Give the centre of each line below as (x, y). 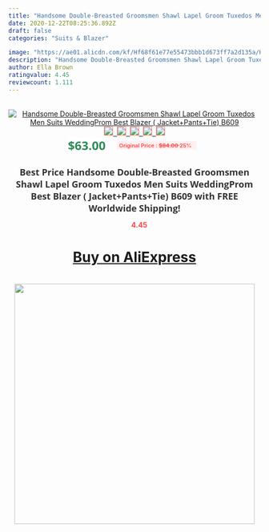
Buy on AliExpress (134, 258)
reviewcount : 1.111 (41, 82)
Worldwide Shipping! (134, 208)
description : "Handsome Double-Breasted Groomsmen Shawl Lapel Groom (127, 60)
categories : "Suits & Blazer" (59, 38)
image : (19, 53)
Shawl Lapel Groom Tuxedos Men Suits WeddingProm (134, 184)
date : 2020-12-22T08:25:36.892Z (62, 23)
